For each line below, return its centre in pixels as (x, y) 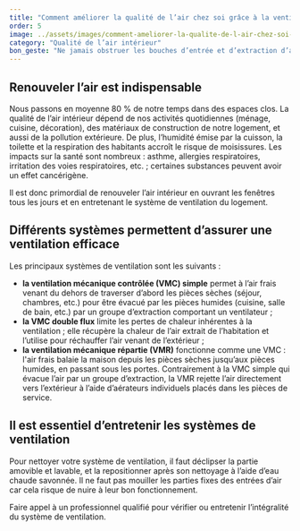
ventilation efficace (65, 244)
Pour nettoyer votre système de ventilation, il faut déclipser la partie (134, 461)
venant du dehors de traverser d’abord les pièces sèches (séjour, (142, 293)
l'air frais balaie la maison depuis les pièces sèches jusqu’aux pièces (148, 359)
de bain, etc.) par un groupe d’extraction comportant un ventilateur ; (147, 312)
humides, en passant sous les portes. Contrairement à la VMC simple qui (156, 369)
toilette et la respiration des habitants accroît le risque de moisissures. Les (146, 146)
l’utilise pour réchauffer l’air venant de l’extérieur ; (113, 340)
